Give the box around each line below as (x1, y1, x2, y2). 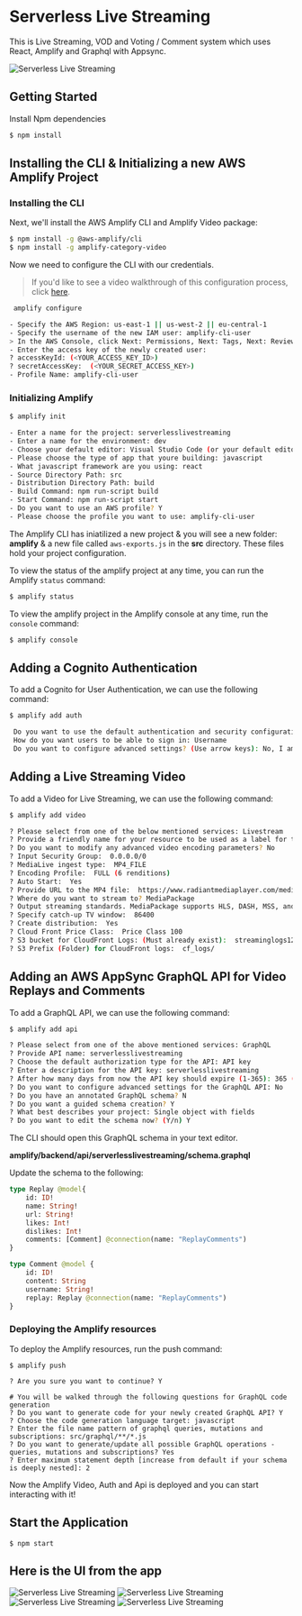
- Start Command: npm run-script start (9, 496, 159, 505)
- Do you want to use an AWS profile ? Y (9, 504, 164, 513)
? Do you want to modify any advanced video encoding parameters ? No (9, 844, 276, 853)
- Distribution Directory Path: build (9, 479, 155, 488)
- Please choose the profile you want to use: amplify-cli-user (9, 512, 255, 521)
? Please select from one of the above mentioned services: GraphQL (9, 1041, 271, 1050)
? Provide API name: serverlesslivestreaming (9, 1049, 182, 1058)
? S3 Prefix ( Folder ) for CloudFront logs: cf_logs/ (9, 944, 216, 953)
